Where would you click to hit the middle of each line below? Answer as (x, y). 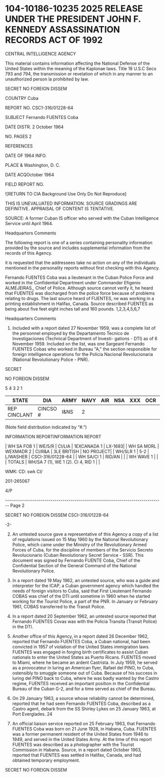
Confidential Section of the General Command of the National (74, 565)
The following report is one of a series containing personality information (79, 242)
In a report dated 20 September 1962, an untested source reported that (84, 616)
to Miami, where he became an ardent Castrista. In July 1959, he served (85, 662)
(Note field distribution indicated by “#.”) (46, 427)
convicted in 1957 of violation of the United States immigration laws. (81, 647)
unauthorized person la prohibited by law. (47, 79)
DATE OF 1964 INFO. (26, 155)
